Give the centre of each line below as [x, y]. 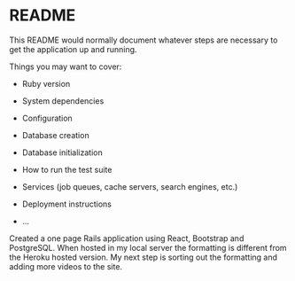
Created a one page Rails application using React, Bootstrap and [127, 238]
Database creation [56, 135]
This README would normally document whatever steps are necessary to [144, 40]
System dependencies [63, 101]
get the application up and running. [73, 49]
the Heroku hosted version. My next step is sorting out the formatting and [143, 257]
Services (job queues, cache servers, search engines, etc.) [130, 186]
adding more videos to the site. [66, 266]
